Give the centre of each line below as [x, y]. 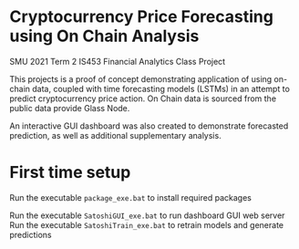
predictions [31, 234]
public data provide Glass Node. [70, 108]
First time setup [70, 173]
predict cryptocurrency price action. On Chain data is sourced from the [143, 99]
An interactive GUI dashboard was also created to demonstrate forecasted [149, 126]
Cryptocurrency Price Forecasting [141, 17]
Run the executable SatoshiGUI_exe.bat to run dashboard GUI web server [147, 215]
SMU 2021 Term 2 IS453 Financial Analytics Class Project [118, 61]
